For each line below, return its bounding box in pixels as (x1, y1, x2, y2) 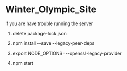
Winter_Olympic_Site (5, 4, 96, 15)
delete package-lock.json (12, 30, 67, 36)
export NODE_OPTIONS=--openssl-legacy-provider (12, 50, 122, 56)
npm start (12, 60, 33, 66)
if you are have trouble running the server (5, 20, 93, 27)
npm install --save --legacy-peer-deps (12, 40, 95, 46)
